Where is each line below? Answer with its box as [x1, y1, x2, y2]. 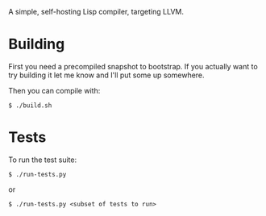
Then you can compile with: [8, 85, 101, 95]
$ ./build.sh [8, 101, 52, 110]
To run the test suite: [8, 155, 77, 164]
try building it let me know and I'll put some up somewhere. [8, 70, 205, 80]
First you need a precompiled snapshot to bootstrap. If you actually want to [8, 61, 258, 71]
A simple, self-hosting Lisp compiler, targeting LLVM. [8, 7, 184, 16]
